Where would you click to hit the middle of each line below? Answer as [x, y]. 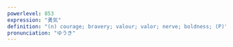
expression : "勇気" [34, 20]
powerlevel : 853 [31, 13]
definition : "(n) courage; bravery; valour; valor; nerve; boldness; [110, 26]
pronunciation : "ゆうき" [42, 33]
